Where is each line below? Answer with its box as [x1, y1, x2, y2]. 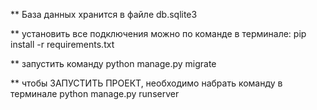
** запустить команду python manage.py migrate [10, 58, 217, 69]
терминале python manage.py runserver [10, 88, 180, 99]
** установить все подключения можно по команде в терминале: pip [10, 28, 307, 39]
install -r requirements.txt [10, 39, 115, 50]
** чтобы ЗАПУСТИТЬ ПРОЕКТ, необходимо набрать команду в [10, 77, 283, 89]
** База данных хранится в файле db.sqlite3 [10, 9, 198, 20]
